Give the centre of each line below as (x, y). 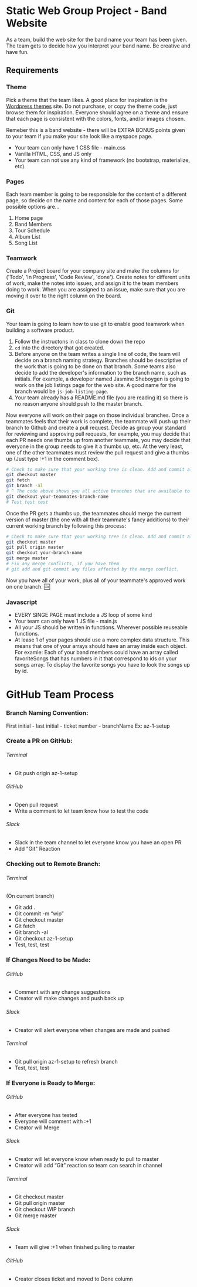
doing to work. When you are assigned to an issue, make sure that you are (96, 290)
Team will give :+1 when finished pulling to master (74, 1247)
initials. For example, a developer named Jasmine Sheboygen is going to (102, 379)
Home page (29, 218)
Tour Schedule (32, 230)
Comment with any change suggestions (62, 992)
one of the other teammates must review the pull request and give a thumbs (98, 452)
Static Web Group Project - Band (86, 11)
